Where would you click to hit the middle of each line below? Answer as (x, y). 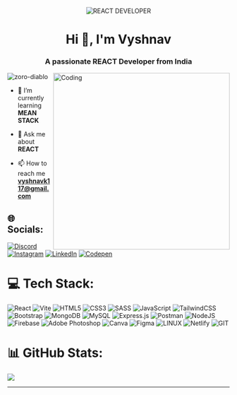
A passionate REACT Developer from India (119, 61)
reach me (31, 174)
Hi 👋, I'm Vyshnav (119, 40)
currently (31, 98)
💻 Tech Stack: (51, 284)
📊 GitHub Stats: (55, 353)
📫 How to (32, 163)
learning (30, 105)
